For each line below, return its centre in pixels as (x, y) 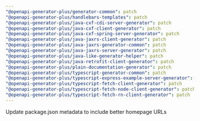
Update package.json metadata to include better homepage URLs (86, 111)
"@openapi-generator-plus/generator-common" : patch (71, 12)
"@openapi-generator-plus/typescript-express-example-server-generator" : (99, 78)
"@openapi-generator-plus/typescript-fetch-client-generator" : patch (94, 84)
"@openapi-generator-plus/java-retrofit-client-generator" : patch (90, 61)
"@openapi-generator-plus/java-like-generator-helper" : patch (84, 56)
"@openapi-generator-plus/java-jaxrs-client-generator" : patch (86, 39)
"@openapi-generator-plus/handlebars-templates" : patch (76, 17)
